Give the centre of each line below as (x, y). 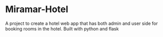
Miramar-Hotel (37, 9)
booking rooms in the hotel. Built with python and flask (62, 28)
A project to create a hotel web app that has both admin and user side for (81, 23)
